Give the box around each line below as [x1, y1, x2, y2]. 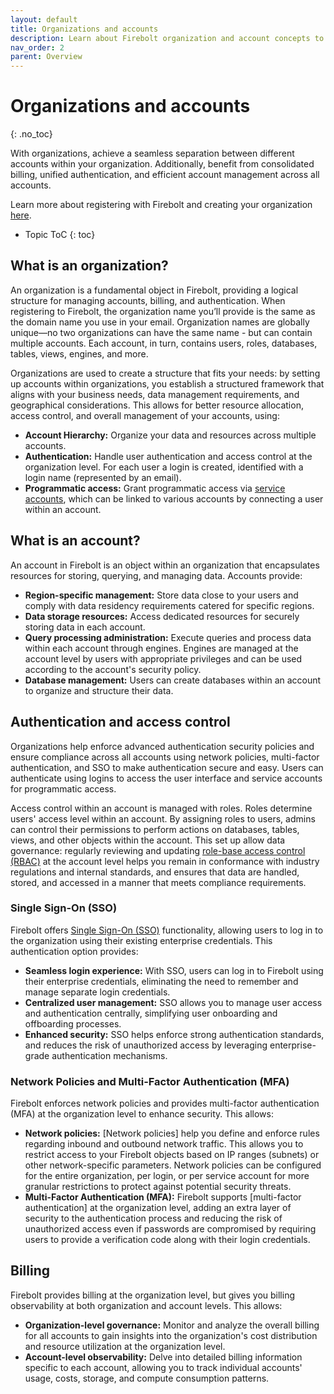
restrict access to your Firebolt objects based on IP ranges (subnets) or [24, 1149, 320, 1161]
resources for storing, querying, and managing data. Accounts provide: [10, 569, 303, 581]
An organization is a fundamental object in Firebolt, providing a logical [10, 284, 299, 296]
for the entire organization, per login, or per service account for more [24, 1170, 310, 1182]
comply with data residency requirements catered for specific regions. [24, 599, 315, 611]
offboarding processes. [24, 1017, 122, 1030]
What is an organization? [10, 257, 169, 275]
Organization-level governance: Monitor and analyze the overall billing [24, 1319, 320, 1331]
